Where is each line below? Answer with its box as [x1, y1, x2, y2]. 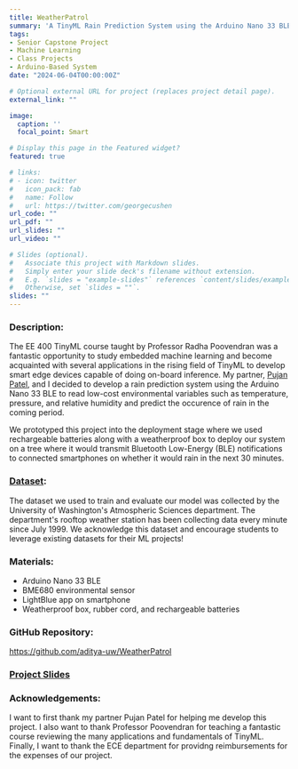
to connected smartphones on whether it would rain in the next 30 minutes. [9, 453, 285, 463]
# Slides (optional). [9, 250, 90, 259]
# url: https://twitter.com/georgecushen [9, 201, 173, 210]
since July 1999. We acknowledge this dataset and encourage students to [9, 524, 279, 534]
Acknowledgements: [9, 693, 101, 705]
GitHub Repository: [9, 626, 94, 638]
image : [9, 111, 34, 120]
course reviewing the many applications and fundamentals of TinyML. [9, 731, 264, 742]
